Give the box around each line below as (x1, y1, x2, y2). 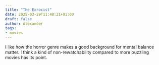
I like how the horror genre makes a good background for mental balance (5, 44, 155, 50)
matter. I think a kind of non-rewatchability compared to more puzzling (5, 49, 149, 55)
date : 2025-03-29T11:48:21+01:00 (5, 12, 74, 17)
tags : (5, 26, 16, 31)
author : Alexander (5, 21, 43, 26)
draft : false (5, 16, 32, 21)
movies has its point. (5, 55, 48, 60)
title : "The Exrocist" (5, 7, 52, 12)
